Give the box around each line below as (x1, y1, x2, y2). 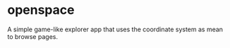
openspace (7, 2, 75, 18)
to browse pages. (7, 32, 59, 40)
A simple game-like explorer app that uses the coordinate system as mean (7, 25, 224, 33)
